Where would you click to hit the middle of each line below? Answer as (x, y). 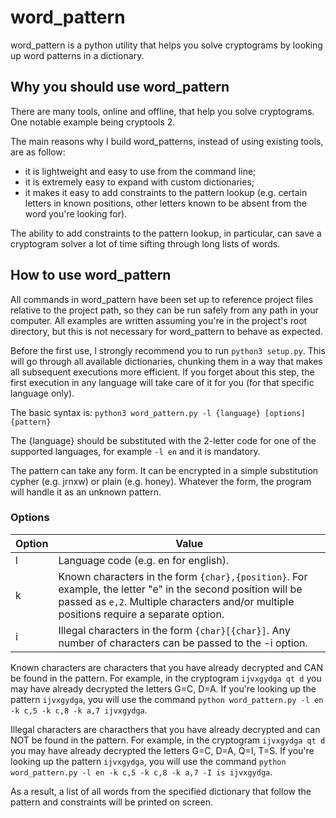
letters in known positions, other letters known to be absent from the (166, 203)
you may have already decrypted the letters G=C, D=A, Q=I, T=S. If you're (162, 750)
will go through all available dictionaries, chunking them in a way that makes (166, 361)
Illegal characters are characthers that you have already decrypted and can (165, 729)
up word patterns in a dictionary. (77, 55)
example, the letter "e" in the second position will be (180, 589)
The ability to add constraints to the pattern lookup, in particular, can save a (166, 233)
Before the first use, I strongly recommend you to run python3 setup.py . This (168, 350)
